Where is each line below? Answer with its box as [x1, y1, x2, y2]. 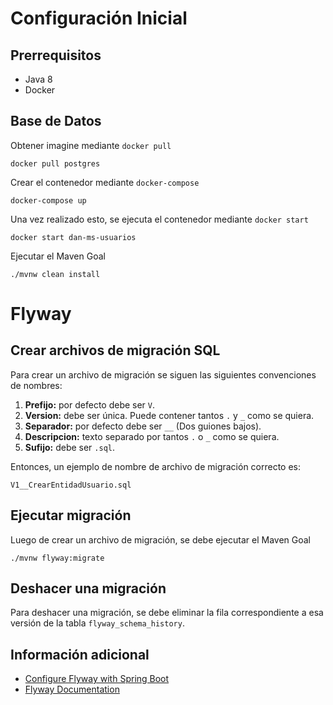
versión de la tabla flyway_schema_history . [10, 617, 185, 629]
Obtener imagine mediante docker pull [10, 139, 172, 151]
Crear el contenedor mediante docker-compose [10, 176, 200, 188]
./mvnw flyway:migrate [10, 553, 105, 563]
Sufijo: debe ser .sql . [24, 441, 116, 453]
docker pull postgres [10, 158, 101, 169]
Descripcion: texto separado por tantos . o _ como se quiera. [24, 430, 280, 442]
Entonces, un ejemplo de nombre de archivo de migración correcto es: [10, 460, 302, 472]
